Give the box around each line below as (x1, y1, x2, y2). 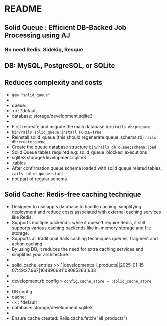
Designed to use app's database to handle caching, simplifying (11, 203, 142, 209)
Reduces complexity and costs (4, 78, 103, 87)
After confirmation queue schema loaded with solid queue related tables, (11, 165, 162, 171)
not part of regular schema (11, 176, 67, 182)
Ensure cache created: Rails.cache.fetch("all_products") (11, 315, 128, 321)
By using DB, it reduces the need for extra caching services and (11, 246, 144, 252)
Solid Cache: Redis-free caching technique (4, 190, 142, 199)
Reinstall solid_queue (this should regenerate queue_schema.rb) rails (11, 134, 157, 140)
